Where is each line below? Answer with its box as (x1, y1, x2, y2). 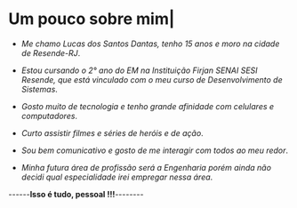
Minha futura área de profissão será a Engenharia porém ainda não (20, 162, 272, 172)
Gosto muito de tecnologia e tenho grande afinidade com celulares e (20, 100, 275, 111)
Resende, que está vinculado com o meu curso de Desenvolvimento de (20, 74, 284, 84)
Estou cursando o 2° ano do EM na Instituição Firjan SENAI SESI (20, 65, 259, 76)
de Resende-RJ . (20, 47, 81, 58)
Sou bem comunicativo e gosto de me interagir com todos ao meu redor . (20, 145, 289, 156)
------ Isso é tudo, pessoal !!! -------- (8, 188, 144, 199)
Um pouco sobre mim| (8, 9, 175, 29)
